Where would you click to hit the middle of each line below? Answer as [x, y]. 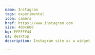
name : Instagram [21, 9]
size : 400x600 [19, 27]
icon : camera [18, 18]
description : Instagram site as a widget [48, 41]
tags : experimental [25, 14]
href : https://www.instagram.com [39, 23]
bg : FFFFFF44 [18, 32]
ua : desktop [17, 37]
